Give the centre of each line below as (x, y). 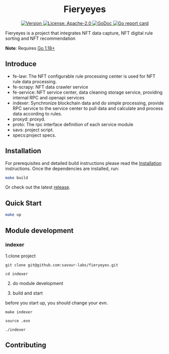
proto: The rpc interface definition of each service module (73, 124)
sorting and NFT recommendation (40, 38)
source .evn (18, 321)
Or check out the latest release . (38, 187)
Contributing (26, 345)
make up (13, 215)
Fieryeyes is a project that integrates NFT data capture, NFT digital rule (79, 33)
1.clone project (21, 256)
